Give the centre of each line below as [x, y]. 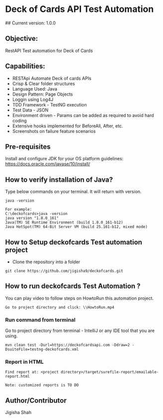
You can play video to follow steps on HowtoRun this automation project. [80, 298]
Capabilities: [25, 66]
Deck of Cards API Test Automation [80, 9]
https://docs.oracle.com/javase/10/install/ [48, 164]
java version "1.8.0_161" [32, 218]
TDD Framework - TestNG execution [49, 105]
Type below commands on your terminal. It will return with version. [73, 192]
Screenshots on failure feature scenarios [54, 131]
